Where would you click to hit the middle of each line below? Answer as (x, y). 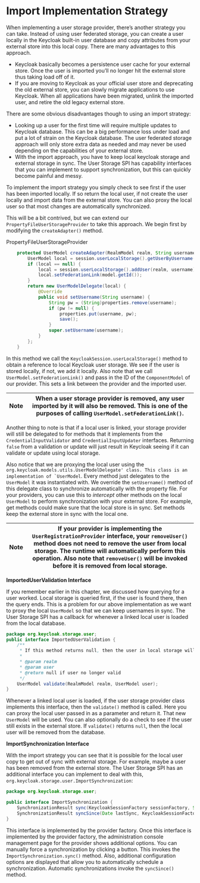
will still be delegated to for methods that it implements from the (85, 434)
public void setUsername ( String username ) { (94, 297)
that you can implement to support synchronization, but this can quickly (103, 169)
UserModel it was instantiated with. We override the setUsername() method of (100, 482)
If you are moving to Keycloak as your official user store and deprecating (104, 83)
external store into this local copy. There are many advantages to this (91, 46)
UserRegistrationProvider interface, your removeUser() (110, 536)
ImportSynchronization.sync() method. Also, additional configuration (91, 856)
